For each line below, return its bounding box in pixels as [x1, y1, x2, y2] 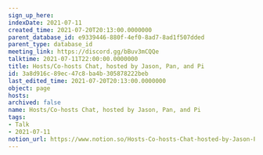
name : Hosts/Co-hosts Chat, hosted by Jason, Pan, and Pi [8, 106, 201, 114]
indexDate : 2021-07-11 [8, 19, 82, 27]
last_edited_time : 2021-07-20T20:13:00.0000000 [8, 77, 167, 85]
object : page [8, 84, 51, 92]
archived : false [8, 99, 61, 106]
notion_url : [8, 135, 47, 143]
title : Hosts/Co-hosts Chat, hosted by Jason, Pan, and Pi [8, 63, 205, 70]
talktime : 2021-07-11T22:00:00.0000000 [8, 56, 139, 63]
